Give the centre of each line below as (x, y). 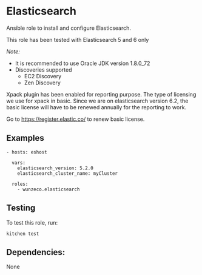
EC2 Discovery (43, 76)
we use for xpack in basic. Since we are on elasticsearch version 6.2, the (97, 101)
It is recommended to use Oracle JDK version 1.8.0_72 (82, 63)
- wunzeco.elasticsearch (49, 189)
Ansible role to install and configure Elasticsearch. (69, 28)
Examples (25, 138)
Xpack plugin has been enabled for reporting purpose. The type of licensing (101, 94)
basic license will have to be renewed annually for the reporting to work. (96, 107)
